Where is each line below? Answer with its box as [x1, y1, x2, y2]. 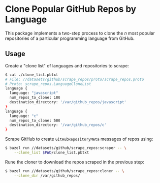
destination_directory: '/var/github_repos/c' [9, 122, 107, 127]
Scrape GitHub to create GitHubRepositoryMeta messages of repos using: [5, 136, 154, 142]
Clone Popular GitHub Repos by [5, 3, 136, 15]
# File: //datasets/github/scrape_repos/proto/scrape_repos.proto [5, 77, 144, 82]
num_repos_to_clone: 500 [9, 118, 61, 123]
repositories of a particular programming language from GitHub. [5, 35, 135, 41]
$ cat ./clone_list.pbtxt [5, 72, 58, 77]
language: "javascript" [9, 91, 58, 95]
